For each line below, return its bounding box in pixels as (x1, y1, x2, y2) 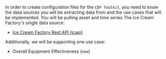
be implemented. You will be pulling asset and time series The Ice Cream (5, 15, 154, 20)
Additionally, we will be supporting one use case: (5, 39, 105, 45)
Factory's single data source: (5, 20, 65, 26)
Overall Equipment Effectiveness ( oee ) (12, 49, 90, 54)
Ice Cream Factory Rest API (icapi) (12, 29, 83, 35)
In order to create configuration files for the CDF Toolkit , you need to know (5, 4, 159, 10)
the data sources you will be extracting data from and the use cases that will (5, 9, 162, 15)
